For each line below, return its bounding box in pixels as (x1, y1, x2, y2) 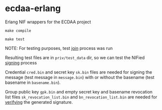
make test (5, 37, 25, 42)
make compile (5, 28, 31, 33)
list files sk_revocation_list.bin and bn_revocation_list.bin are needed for (5, 94, 157, 100)
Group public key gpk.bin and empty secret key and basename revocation (5, 89, 153, 94)
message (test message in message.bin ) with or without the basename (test (5, 74, 155, 80)
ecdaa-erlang (5, 3, 61, 14)
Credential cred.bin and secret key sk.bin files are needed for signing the (5, 69, 152, 75)
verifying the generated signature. (5, 99, 73, 105)
